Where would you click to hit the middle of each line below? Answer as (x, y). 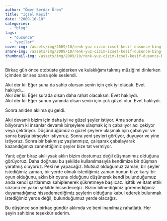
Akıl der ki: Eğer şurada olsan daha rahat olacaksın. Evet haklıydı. (72, 95)
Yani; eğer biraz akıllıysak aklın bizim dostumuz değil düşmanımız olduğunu (82, 156)
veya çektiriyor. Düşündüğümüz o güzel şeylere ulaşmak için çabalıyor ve (80, 131)
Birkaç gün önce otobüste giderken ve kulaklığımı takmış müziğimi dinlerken (83, 70)
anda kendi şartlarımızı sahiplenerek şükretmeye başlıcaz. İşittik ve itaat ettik (83, 182)
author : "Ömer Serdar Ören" (34, 10)
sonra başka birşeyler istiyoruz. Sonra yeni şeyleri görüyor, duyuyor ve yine (82, 136)
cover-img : (16, 47)
